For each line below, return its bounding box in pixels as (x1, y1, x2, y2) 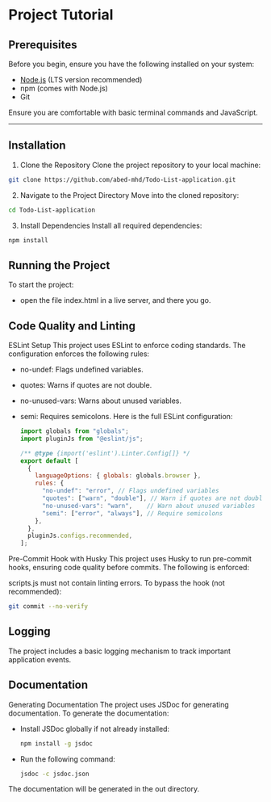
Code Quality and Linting (8, 319, 135, 333)
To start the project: (8, 280, 74, 290)
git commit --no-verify (8, 603, 89, 611)
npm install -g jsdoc (19, 739, 93, 748)
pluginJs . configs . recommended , (27, 531, 133, 540)
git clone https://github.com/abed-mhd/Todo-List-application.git (8, 175, 236, 183)
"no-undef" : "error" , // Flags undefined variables (41, 487, 219, 495)
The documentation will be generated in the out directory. (8, 784, 200, 794)
